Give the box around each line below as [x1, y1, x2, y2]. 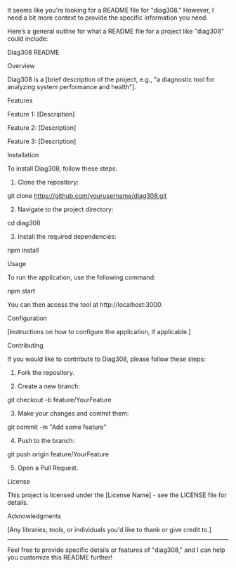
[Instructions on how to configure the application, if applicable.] [7, 328, 191, 336]
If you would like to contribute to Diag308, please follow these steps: [7, 355, 206, 363]
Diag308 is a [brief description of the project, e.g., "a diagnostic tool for [7, 75, 215, 84]
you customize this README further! [7, 553, 113, 561]
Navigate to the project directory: [17, 205, 114, 213]
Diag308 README [7, 48, 60, 56]
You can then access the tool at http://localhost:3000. [7, 300, 163, 308]
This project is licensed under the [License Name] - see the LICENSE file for [7, 491, 227, 499]
